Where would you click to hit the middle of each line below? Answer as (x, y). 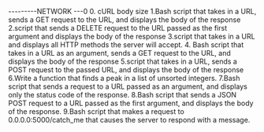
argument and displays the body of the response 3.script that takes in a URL (132, 36)
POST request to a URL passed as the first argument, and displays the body (131, 103)
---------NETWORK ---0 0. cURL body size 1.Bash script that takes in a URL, (132, 11)
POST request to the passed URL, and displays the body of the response (126, 70)
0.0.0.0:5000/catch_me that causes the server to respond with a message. (129, 120)
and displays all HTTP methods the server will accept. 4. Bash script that (126, 45)
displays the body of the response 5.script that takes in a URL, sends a (123, 61)
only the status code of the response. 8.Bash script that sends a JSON (123, 95)
